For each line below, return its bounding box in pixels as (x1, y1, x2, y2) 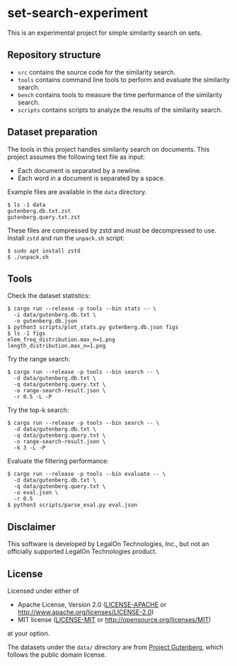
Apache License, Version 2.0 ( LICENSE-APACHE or (17, 601, 167, 609)
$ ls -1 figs (7, 330, 46, 338)
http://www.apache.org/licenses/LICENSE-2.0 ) (17, 608, 154, 616)
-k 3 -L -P (13, 445, 46, 452)
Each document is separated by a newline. (17, 166, 141, 174)
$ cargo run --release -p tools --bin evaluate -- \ (7, 470, 166, 478)
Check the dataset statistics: (7, 292, 91, 300)
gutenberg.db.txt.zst (7, 207, 71, 214)
